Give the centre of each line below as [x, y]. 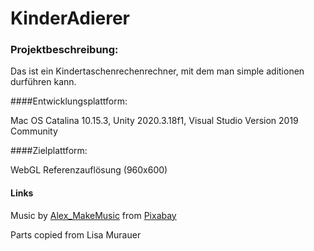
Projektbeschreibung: [64, 50]
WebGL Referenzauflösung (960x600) [89, 170]
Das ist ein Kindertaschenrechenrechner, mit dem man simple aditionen [157, 71]
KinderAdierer [70, 18]
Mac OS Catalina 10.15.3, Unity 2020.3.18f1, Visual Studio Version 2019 [154, 121]
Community [34, 131]
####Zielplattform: [49, 151]
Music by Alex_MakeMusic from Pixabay [93, 215]
